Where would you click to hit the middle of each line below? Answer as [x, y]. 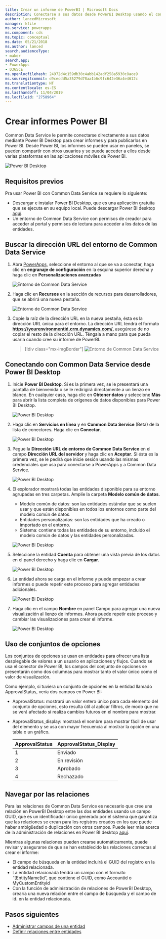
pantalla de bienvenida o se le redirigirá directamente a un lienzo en [81, 389]
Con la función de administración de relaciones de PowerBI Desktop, [82, 889]
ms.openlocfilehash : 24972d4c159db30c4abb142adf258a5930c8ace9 [72, 74]
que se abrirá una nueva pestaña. [46, 299]
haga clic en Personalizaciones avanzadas [57, 274]
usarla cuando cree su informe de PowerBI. [56, 339]
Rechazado [71, 777]
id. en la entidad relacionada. [42, 899]
